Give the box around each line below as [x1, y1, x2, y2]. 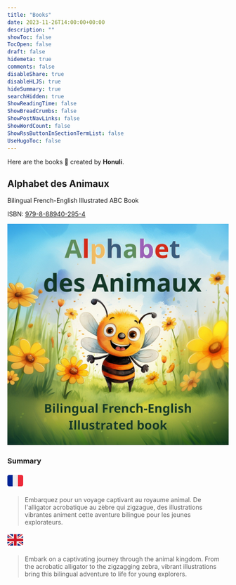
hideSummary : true [7, 85, 61, 93]
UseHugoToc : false [7, 137, 61, 144]
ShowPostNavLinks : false [7, 115, 80, 122]
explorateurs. [24, 518, 63, 526]
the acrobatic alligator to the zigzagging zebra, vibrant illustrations [24, 562, 217, 570]
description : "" [7, 26, 55, 33]
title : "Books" [7, 11, 52, 18]
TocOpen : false [7, 41, 52, 48]
